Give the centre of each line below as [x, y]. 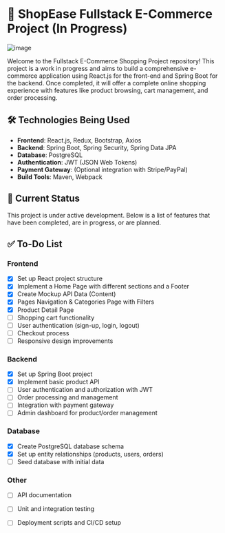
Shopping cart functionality [56, 317]
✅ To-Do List [35, 244]
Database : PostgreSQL [50, 155]
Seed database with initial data [61, 461]
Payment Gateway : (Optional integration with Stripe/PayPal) [102, 169]
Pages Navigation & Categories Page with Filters [86, 302]
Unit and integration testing [56, 509]
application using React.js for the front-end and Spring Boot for [128, 76]
